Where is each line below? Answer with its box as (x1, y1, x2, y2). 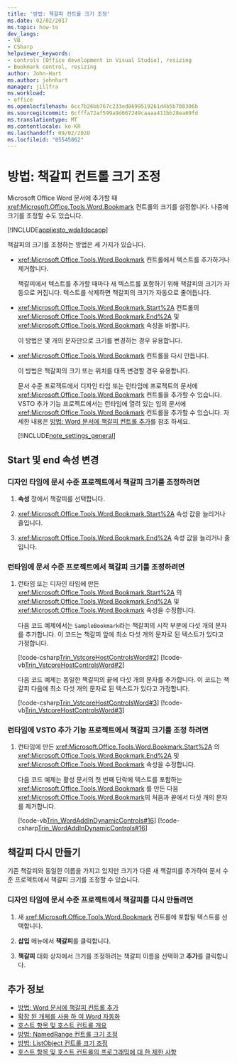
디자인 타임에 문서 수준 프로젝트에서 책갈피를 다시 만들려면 (7, 895, 194, 905)
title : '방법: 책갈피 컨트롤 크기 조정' (7, 10, 111, 18)
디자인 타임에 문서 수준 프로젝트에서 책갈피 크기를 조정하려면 (7, 477, 200, 487)
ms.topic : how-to (7, 23, 59, 31)
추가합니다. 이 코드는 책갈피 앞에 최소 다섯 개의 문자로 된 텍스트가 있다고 (25, 630, 224, 639)
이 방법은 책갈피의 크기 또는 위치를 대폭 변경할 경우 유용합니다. (17, 367, 190, 375)
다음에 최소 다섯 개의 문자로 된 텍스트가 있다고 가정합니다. (31, 684, 190, 693)
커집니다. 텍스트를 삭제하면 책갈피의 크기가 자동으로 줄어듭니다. (36, 289, 211, 297)
